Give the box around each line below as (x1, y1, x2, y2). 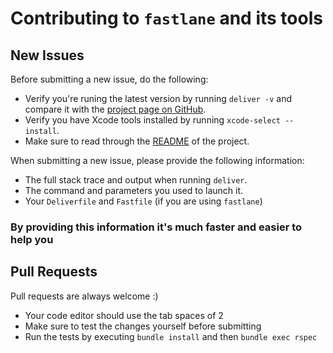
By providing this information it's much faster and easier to (10, 220, 303, 234)
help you (10, 232, 54, 246)
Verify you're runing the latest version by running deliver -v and (24, 93, 293, 104)
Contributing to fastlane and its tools (10, 7, 323, 30)
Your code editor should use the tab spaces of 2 (24, 309, 224, 321)
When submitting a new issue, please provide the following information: (10, 155, 305, 166)
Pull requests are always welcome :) (10, 290, 159, 302)
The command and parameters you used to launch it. (24, 185, 244, 196)
